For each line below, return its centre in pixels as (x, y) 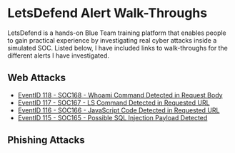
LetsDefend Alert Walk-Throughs (107, 13)
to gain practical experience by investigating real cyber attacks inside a (112, 40)
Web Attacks (37, 78)
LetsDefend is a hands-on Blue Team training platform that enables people (117, 33)
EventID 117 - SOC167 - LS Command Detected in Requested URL (114, 102)
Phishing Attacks (46, 140)
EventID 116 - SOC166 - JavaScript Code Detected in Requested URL (119, 110)
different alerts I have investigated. (58, 56)
